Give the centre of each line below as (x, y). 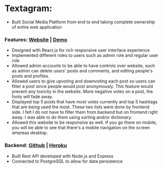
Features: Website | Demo (36, 39)
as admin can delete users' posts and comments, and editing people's (82, 71)
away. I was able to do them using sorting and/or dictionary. (72, 118)
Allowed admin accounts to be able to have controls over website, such (83, 66)
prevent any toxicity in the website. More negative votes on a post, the (82, 92)
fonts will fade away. (32, 97)
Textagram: (28, 8)
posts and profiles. (31, 76)
